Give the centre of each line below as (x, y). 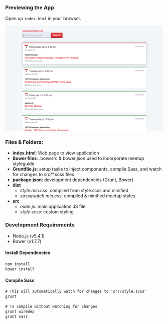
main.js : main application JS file (53, 207)
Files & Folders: (24, 142)
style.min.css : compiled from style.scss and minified (74, 191)
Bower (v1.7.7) (27, 241)
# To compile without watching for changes (51, 307)
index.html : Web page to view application (56, 153)
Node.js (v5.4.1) (29, 236)
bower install (20, 269)
